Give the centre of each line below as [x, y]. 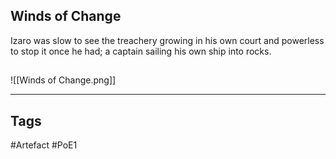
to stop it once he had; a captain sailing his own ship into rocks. [141, 51]
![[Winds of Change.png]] [63, 80]
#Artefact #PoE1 [44, 145]
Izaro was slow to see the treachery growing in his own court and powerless [167, 40]
